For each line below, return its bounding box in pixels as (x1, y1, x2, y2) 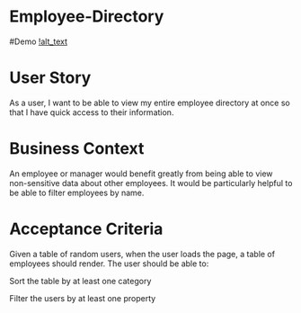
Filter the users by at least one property (9, 292, 156, 303)
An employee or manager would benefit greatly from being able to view (9, 168, 273, 179)
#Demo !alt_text (9, 36, 67, 47)
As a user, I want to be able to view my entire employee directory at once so (9, 97, 290, 108)
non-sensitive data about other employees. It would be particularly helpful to (9, 177, 293, 188)
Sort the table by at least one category (9, 275, 152, 286)
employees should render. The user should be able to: (9, 258, 209, 269)
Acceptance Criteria (9, 219, 164, 239)
